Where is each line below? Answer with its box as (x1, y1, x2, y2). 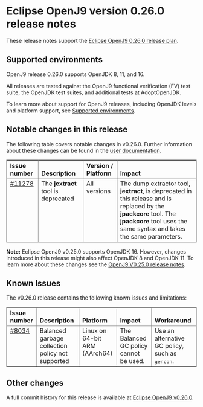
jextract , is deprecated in (120, 187, 192, 195)
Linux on (82, 327, 107, 335)
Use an (154, 327, 175, 335)
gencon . (154, 357, 174, 365)
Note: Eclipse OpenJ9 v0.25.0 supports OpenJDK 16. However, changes (6, 248, 186, 255)
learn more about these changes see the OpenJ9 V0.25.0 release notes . (6, 261, 186, 268)
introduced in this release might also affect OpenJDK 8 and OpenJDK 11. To (6, 254, 194, 261)
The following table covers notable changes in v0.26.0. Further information (6, 140, 192, 147)
